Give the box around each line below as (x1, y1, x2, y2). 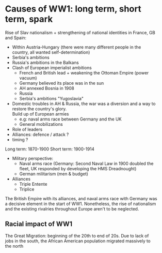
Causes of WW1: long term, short (5, 3, 142, 15)
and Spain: (5, 35, 27, 41)
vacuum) (19, 75, 37, 81)
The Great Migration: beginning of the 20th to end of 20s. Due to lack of (5, 233, 149, 238)
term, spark (5, 14, 53, 25)
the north (5, 243, 23, 249)
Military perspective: (12, 155, 53, 161)
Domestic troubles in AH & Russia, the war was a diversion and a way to (12, 101, 156, 106)
